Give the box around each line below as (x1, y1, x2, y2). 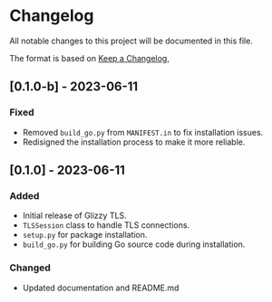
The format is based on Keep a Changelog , (9, 52, 170, 63)
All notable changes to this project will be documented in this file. (9, 35, 254, 46)
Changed (9, 261, 52, 274)
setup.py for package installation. (22, 230, 148, 241)
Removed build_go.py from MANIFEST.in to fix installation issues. (22, 127, 264, 137)
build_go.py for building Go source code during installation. (22, 239, 246, 250)
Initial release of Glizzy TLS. (22, 210, 127, 222)
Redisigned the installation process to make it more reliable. (22, 137, 246, 147)
